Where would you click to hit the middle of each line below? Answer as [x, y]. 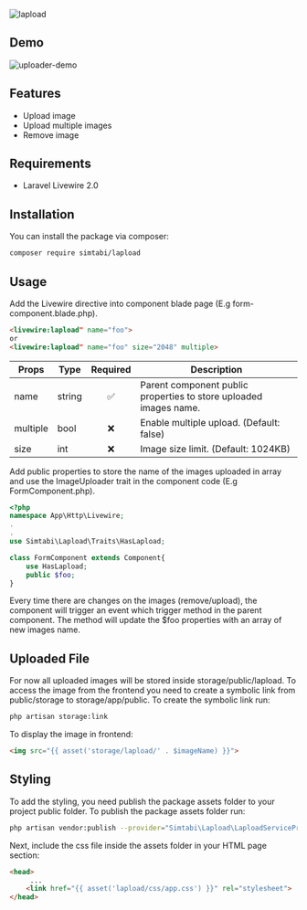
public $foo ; [51, 575]
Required [111, 369]
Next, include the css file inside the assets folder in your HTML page [138, 845]
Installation [42, 214]
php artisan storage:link [58, 717]
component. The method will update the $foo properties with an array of [146, 620]
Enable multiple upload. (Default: [210, 422]
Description [217, 369]
